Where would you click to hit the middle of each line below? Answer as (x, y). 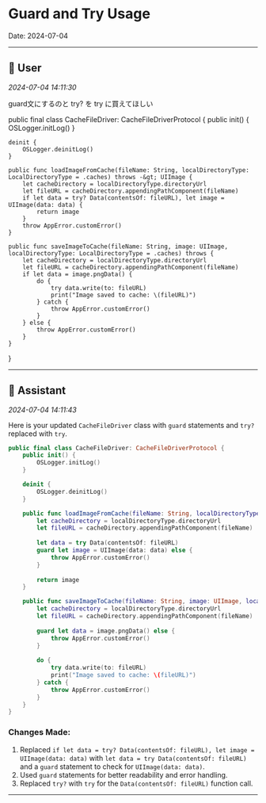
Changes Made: (40, 732)
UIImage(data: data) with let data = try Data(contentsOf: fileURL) (133, 758)
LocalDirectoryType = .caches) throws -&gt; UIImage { (101, 177)
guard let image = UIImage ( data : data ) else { (115, 551)
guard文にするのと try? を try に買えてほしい (81, 103)
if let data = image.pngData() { (78, 274)
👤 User (25, 68)
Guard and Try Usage (79, 14)
